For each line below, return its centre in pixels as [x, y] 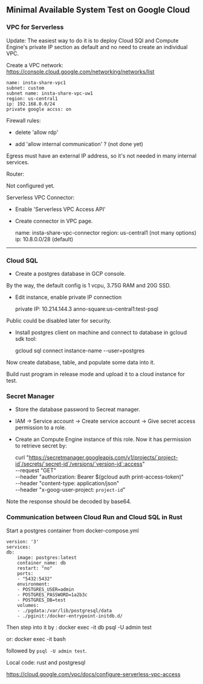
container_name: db [42, 563]
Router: [15, 174]
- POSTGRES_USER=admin [46, 589]
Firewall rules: [24, 120]
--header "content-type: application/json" [67, 483]
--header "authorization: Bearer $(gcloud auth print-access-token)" [99, 477]
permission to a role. [40, 428]
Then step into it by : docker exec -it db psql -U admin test [79, 627]
